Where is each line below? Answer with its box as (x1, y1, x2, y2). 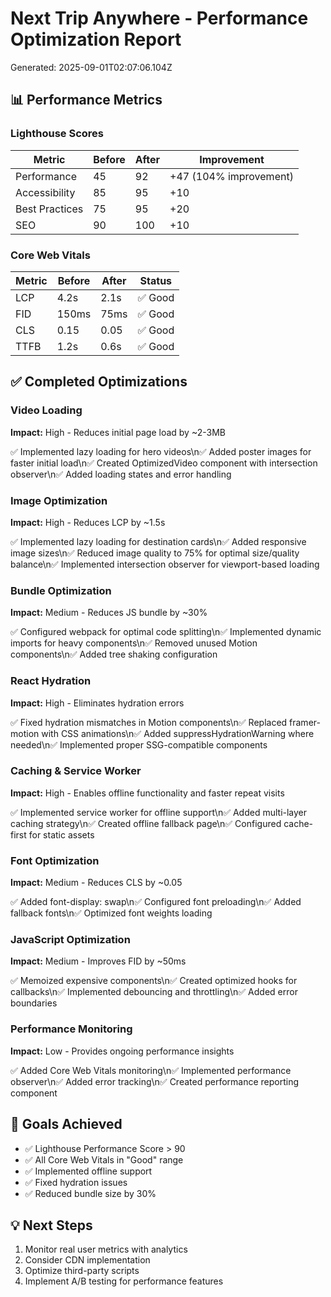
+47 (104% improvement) (169, 169, 294, 183)
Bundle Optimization (10, 583, 112, 597)
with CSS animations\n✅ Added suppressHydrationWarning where (41, 727, 315, 739)
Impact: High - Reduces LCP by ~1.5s (10, 516, 166, 528)
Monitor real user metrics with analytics (24, 1243, 188, 1256)
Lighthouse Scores (10, 127, 104, 141)
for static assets (28, 828, 95, 841)
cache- (283, 817, 314, 829)
